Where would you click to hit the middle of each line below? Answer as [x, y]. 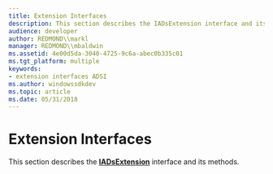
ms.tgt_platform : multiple [54, 62]
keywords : [25, 69]
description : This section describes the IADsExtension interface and [130, 24]
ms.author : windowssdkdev [52, 84]
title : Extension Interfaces [58, 16]
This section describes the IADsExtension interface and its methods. [124, 162]
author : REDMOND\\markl [49, 39]
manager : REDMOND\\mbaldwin [56, 46]
